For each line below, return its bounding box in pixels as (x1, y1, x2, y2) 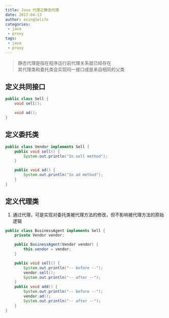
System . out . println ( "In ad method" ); (23, 172, 103, 178)
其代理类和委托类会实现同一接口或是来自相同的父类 (17, 66, 125, 72)
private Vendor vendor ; (14, 233, 65, 238)
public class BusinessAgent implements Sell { (5, 228, 106, 233)
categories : (5, 21, 30, 27)
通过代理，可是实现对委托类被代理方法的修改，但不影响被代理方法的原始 (12, 212, 164, 218)
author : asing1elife (5, 17, 49, 22)
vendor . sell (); (23, 270, 56, 275)
